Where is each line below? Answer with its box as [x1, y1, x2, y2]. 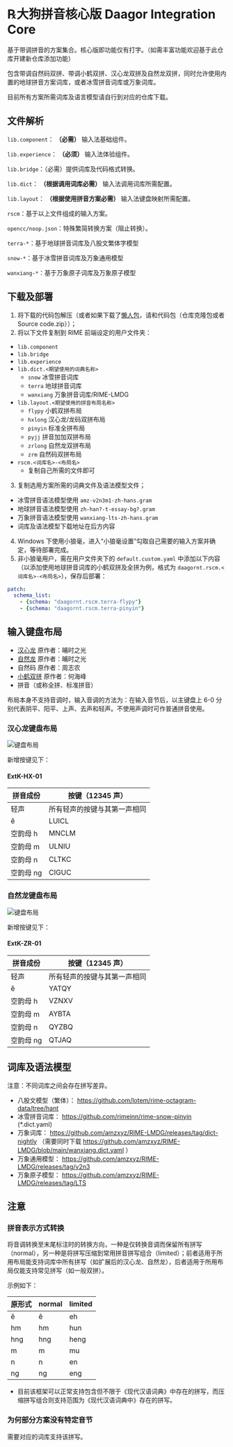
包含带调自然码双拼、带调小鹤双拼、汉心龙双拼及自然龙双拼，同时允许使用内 [7, 69, 227, 77]
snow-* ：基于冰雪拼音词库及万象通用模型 [7, 253, 124, 262]
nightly [17, 1137, 38, 1145]
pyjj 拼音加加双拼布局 [27, 432, 92, 440]
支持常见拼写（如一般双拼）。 [25, 1266, 108, 1275]
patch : [7, 586, 26, 593]
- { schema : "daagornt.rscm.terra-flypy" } [19, 598, 141, 606]
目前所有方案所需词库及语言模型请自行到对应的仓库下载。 [7, 92, 172, 101]
